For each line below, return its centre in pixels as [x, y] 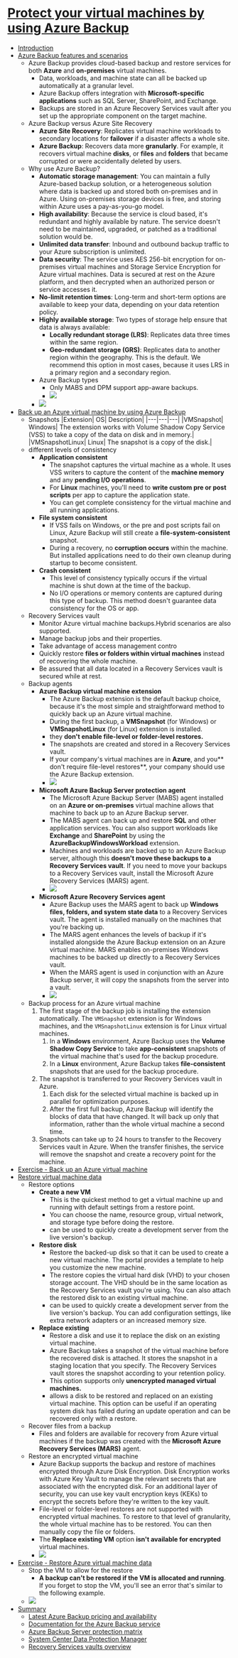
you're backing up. [77, 927]
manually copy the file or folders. [87, 1532]
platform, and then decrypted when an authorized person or [127, 281]
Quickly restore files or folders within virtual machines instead [132, 653]
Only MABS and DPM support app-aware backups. [124, 387]
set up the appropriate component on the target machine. [123, 116]
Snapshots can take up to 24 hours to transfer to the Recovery [130, 1139]
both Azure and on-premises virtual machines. [97, 70]
